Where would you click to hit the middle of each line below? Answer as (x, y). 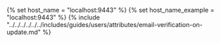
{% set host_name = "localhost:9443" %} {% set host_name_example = (110, 10)
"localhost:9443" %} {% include (53, 17)
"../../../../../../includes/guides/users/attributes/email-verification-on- (105, 25)
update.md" (24, 32)
